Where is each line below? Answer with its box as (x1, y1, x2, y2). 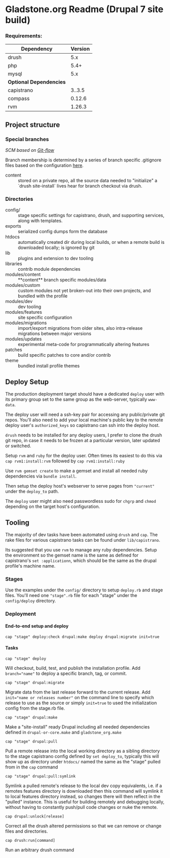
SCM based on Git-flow (5, 147, 55, 153)
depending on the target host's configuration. (5, 503, 100, 509)
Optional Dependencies (8, 78, 66, 85)
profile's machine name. (5, 563, 56, 569)
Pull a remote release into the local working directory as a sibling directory (5, 748, 160, 754)
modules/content (5, 272, 41, 278)
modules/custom (5, 282, 40, 288)
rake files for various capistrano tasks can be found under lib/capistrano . (5, 537, 160, 543)
